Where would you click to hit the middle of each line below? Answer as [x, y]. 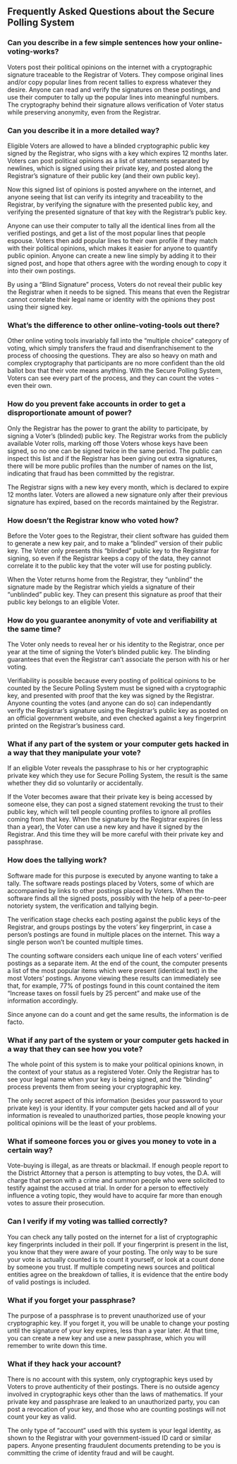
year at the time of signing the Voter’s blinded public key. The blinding [109, 652]
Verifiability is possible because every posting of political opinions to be [112, 680]
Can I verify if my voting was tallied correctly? [87, 1222]
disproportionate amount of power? [69, 413]
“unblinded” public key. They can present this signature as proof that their [115, 594]
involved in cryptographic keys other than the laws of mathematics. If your [115, 1394]
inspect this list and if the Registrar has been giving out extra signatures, [113, 458]
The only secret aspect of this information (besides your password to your [115, 1101]
